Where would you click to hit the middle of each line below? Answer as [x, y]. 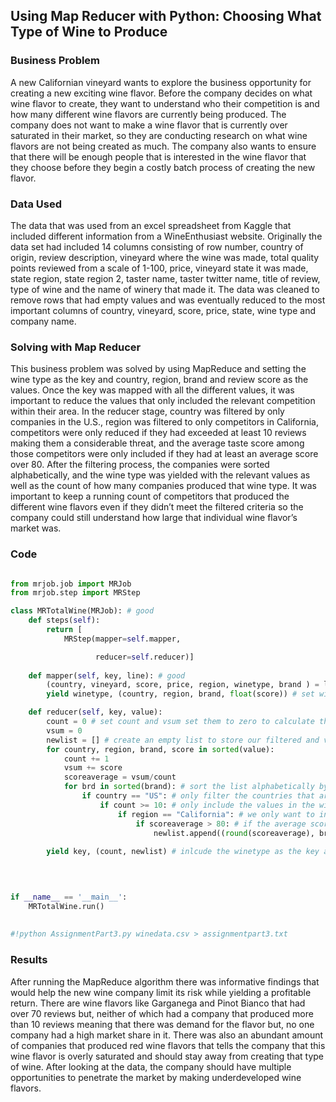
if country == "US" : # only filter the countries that [198, 796]
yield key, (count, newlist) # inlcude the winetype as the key [183, 852]
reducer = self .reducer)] [145, 657]
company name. [43, 321]
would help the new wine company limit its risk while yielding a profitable [161, 992]
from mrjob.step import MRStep [75, 593]
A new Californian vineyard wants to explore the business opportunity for [161, 82]
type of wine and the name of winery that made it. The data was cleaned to [165, 289]
